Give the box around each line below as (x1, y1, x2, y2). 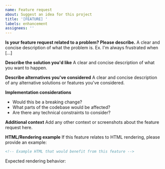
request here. (5, 125, 33, 131)
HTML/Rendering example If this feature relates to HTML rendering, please (5, 134, 160, 140)
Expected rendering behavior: (5, 158, 66, 164)
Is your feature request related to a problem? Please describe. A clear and (5, 39, 160, 45)
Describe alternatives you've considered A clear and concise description (5, 75, 158, 81)
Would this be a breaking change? (12, 99, 82, 105)
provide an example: (5, 140, 47, 146)
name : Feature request (5, 7, 52, 12)
